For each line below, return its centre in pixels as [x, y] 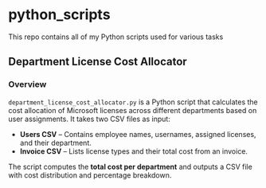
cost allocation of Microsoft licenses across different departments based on [133, 110]
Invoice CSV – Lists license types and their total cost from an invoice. [134, 151]
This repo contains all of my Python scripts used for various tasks [116, 37]
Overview [27, 84]
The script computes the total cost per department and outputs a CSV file [130, 166]
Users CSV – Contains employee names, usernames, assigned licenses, [138, 134]
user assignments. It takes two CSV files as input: [90, 119]
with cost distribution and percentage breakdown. [90, 175]
